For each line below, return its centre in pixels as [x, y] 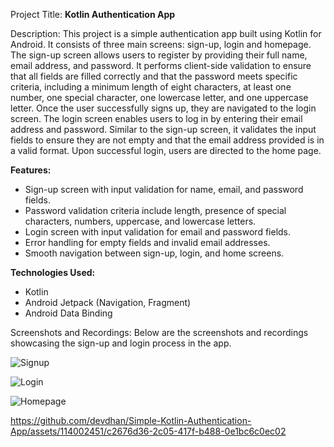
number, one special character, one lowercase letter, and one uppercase [159, 97]
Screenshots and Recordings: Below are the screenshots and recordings [159, 332]
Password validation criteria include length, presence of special [155, 210]
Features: [31, 170]
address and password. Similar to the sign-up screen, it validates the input [163, 129]
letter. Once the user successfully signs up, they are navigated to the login [163, 108]
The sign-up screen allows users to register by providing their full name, [159, 55]
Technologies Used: [53, 272]
